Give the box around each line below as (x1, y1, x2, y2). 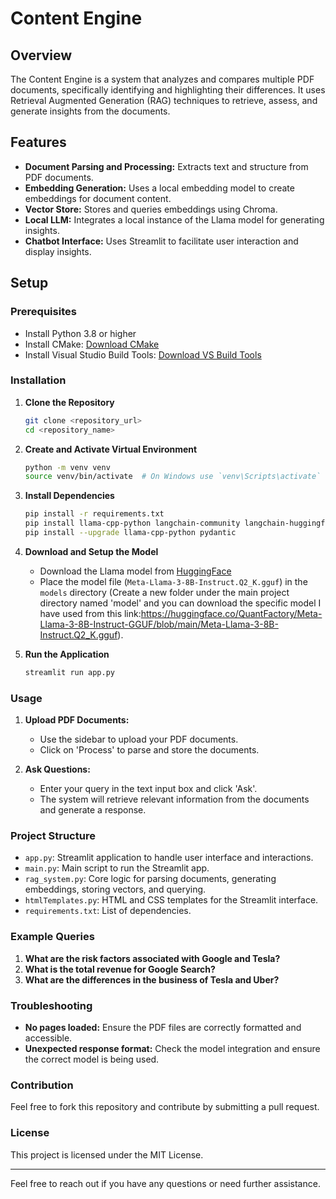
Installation (10, 373, 67, 387)
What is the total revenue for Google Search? (24, 963, 216, 975)
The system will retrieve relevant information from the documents (39, 793, 310, 806)
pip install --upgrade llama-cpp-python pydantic (24, 528, 237, 538)
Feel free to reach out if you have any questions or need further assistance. (10, 1177, 321, 1189)
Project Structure (10, 829, 96, 843)
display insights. (24, 245, 92, 257)
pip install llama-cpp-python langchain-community (24, 518, 241, 529)
